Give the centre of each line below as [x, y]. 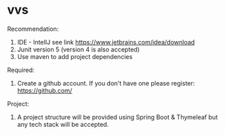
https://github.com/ [44, 90]
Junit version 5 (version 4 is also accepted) [78, 49]
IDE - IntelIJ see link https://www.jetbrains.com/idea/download [106, 42]
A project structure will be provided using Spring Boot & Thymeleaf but [117, 117]
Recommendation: [33, 29]
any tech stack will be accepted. [63, 124]
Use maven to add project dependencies [75, 56]
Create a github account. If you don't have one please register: [106, 83]
